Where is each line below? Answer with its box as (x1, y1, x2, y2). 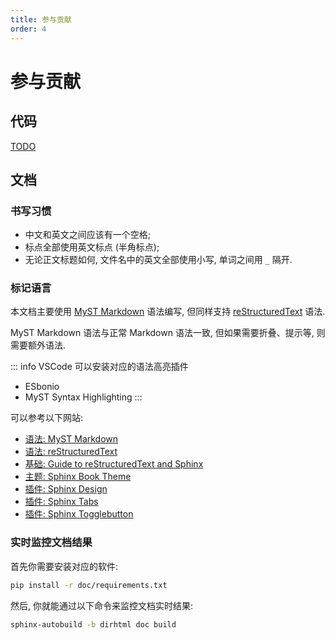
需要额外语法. (10, 339, 67, 351)
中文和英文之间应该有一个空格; (24, 229, 152, 241)
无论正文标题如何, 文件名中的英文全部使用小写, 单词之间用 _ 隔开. (24, 254, 293, 266)
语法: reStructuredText (24, 446, 118, 458)
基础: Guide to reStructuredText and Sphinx (24, 458, 204, 470)
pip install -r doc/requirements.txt (10, 580, 168, 590)
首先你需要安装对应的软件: (10, 560, 119, 572)
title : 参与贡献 (10, 14, 72, 25)
